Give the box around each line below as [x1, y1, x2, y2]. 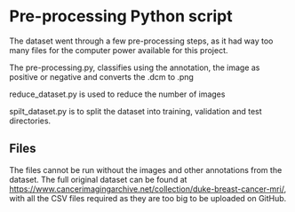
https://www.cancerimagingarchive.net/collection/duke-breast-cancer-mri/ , [9, 184, 287, 194]
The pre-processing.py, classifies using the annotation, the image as [9, 62, 260, 73]
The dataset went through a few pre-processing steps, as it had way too [9, 35, 274, 46]
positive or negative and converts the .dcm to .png [9, 71, 194, 82]
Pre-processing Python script [9, 6, 233, 27]
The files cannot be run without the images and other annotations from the [9, 164, 283, 175]
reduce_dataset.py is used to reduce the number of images [9, 89, 226, 99]
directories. [9, 115, 52, 126]
